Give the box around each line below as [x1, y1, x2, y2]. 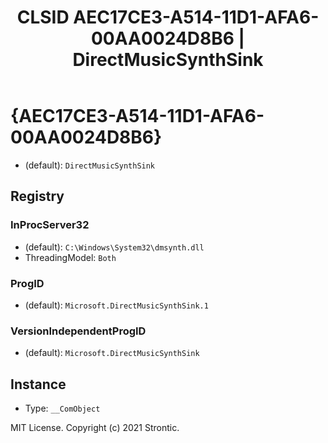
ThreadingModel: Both [24, 251, 117, 263]
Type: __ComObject [24, 402, 101, 415]
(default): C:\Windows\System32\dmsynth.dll [24, 241, 205, 253]
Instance [10, 376, 67, 393]
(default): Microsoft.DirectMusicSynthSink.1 [24, 299, 209, 311]
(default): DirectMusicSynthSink [24, 159, 156, 171]
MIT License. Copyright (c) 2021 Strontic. [10, 422, 180, 434]
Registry [10, 188, 65, 205]
